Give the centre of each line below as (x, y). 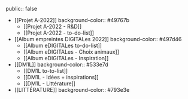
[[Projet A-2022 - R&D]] (52, 27)
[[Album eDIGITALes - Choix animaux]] (71, 52)
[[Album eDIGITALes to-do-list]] (63, 45)
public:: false (21, 9)
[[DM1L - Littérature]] (49, 83)
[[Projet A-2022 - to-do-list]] (58, 33)
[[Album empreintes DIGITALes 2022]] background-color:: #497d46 (98, 39)
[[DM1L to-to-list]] (46, 71)
